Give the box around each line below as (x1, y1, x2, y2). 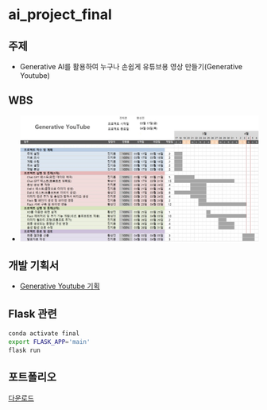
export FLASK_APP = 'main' (8, 338, 91, 346)
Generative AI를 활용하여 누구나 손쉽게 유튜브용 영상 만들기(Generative (19, 62, 243, 71)
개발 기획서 (8, 259, 60, 272)
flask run (8, 346, 41, 354)
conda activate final (8, 330, 80, 338)
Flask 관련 (8, 307, 57, 320)
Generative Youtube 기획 (19, 281, 101, 291)
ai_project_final (8, 6, 113, 24)
